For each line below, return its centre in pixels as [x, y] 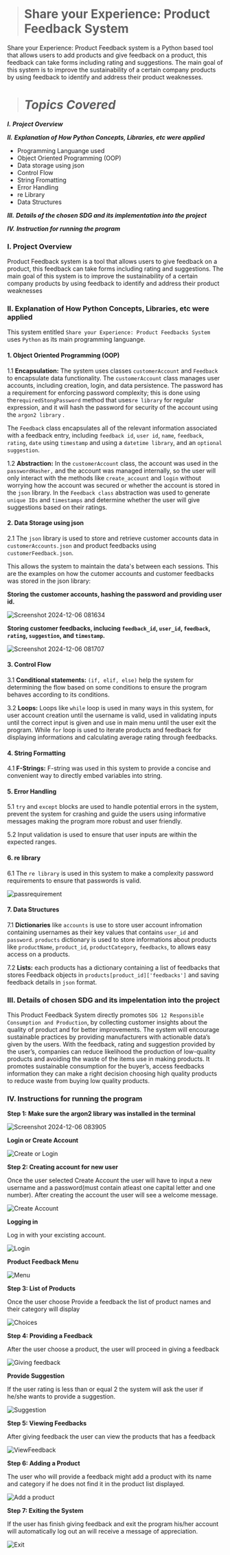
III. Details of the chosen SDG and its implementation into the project [107, 215]
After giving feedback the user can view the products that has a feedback [111, 1436]
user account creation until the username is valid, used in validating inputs [112, 715]
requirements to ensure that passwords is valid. [74, 881]
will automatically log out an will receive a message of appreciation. [103, 1532]
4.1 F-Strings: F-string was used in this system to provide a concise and [109, 768]
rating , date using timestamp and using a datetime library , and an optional [115, 442]
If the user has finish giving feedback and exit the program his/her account [113, 1524]
